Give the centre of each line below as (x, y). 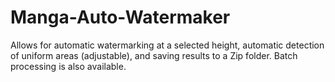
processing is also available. (68, 66)
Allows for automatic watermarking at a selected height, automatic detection (167, 45)
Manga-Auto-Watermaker (120, 17)
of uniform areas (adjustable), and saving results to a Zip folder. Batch (154, 55)
